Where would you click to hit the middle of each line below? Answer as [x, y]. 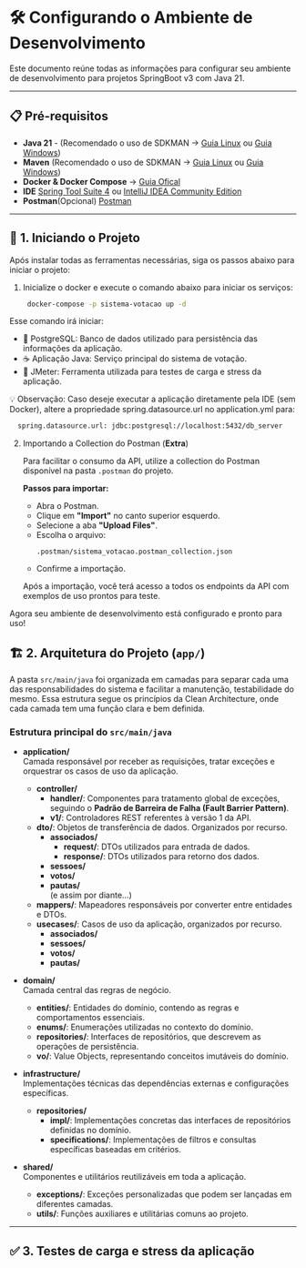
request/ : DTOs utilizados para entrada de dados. [157, 847]
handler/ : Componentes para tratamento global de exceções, [165, 798]
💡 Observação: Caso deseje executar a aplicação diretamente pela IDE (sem [153, 399]
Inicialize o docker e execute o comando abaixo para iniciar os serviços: [158, 287]
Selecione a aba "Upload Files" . [97, 525]
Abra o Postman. [67, 506]
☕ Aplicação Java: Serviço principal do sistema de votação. [135, 359]
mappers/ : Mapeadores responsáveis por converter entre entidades [164, 905]
